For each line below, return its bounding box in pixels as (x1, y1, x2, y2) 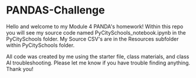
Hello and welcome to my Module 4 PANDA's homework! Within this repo (6, 23, 184, 30)
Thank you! (6, 65, 34, 72)
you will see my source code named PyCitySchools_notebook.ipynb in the (6, 29, 186, 36)
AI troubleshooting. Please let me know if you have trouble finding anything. (6, 59, 191, 66)
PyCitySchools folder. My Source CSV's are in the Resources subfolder (6, 35, 179, 42)
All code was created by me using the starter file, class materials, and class (6, 53, 190, 60)
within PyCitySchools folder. (6, 42, 75, 49)
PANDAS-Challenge (6, 4, 105, 17)
